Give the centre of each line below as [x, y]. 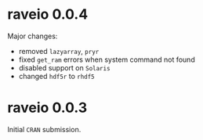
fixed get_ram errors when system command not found [107, 59]
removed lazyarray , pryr [59, 51]
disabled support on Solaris [64, 67]
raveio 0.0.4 [48, 14]
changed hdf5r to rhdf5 [56, 76]
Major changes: [33, 36]
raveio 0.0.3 [47, 108]
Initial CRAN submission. [44, 129]
